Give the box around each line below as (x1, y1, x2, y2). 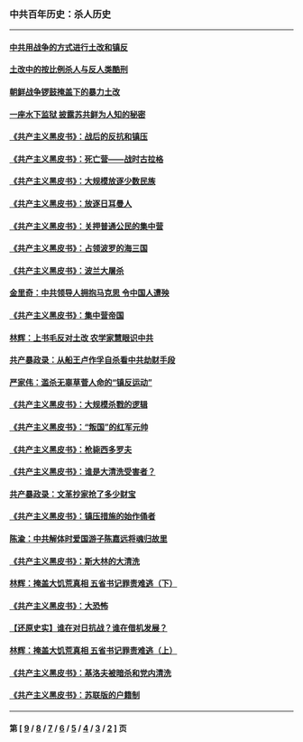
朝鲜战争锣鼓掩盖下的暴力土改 (9, 87, 120, 97)
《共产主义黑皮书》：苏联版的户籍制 (9, 690, 140, 700)
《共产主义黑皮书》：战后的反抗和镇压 (9, 131, 148, 142)
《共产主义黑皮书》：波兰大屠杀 (9, 264, 124, 276)
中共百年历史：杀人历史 (9, 7, 111, 20)
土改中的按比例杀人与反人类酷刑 (9, 64, 128, 75)
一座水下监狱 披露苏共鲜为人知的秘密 (9, 108, 146, 119)
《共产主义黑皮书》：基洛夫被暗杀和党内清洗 (9, 667, 171, 678)
